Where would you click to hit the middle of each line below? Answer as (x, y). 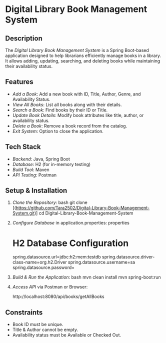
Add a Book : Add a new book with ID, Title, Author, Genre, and (76, 94)
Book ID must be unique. (38, 324)
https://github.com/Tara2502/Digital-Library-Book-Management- (83, 208)
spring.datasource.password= (43, 267)
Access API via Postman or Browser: (50, 287)
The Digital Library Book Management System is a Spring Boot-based (77, 50)
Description (24, 38)
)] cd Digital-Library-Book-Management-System (84, 213)
